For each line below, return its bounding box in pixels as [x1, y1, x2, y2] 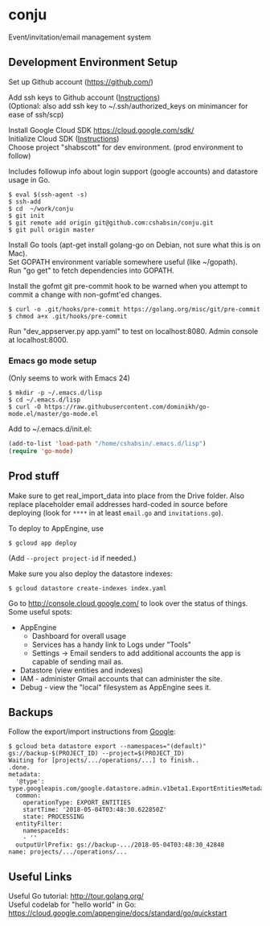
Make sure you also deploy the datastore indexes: [8, 569, 173, 578]
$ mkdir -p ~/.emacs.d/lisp [8, 389, 103, 397]
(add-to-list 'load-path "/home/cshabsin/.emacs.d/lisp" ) [8, 440, 207, 448]
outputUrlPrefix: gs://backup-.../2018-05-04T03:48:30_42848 [15, 841, 225, 850]
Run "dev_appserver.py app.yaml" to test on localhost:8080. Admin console [8, 326, 259, 335]
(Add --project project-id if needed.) [8, 553, 137, 562]
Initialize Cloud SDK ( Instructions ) [8, 134, 120, 143]
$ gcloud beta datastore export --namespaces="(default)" [8, 743, 207, 751]
